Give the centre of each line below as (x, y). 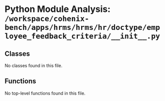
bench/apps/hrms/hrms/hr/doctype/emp (82, 28)
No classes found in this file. (33, 65)
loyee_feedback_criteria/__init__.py (82, 36)
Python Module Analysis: (58, 9)
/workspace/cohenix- (47, 19)
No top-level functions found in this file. (45, 93)
